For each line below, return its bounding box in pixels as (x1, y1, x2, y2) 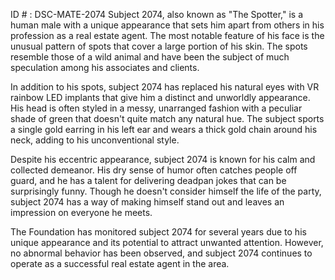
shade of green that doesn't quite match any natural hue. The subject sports (10, 113, 325, 124)
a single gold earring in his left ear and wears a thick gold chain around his (10, 124, 318, 135)
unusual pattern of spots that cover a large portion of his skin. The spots (10, 40, 308, 52)
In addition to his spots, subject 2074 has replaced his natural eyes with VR (10, 81, 320, 93)
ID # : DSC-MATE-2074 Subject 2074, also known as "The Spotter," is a (10, 9, 304, 20)
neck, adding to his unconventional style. (10, 134, 180, 146)
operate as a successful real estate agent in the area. (10, 258, 230, 269)
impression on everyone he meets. (10, 207, 153, 218)
